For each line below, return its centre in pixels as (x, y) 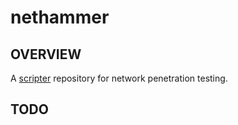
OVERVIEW (46, 54)
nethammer (60, 17)
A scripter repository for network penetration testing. (119, 78)
